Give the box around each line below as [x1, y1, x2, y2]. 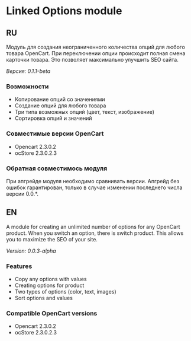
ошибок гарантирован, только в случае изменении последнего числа [6, 184, 183, 191]
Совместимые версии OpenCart [6, 129, 104, 138]
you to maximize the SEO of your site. [6, 235, 98, 243]
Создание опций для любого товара [14, 102, 106, 109]
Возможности [6, 82, 49, 90]
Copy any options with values [14, 276, 87, 282]
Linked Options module [6, 4, 122, 18]
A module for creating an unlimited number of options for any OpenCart [6, 223, 180, 230]
